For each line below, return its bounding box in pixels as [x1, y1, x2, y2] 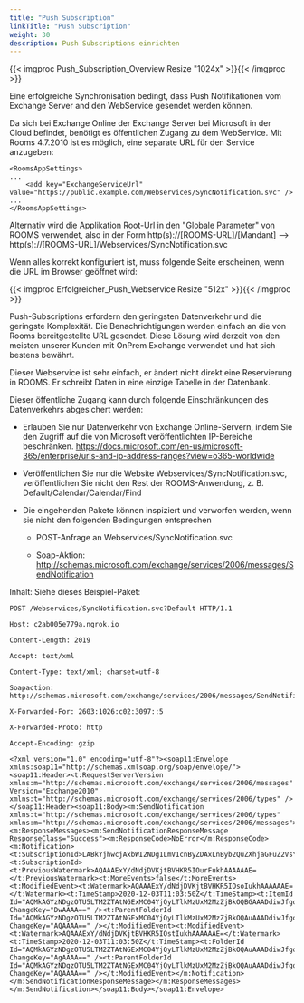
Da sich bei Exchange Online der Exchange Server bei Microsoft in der [9, 118, 271, 129]
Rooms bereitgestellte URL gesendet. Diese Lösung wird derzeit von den [9, 330, 280, 341]
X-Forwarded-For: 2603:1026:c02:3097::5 [9, 707, 165, 716]
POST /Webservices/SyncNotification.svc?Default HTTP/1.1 [9, 604, 233, 613]
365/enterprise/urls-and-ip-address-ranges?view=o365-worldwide [22, 451, 275, 462]
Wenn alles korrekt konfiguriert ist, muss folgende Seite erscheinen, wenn [9, 257, 285, 268]
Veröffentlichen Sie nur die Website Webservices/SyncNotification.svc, [22, 468, 288, 479]
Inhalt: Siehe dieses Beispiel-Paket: [9, 587, 141, 598]
